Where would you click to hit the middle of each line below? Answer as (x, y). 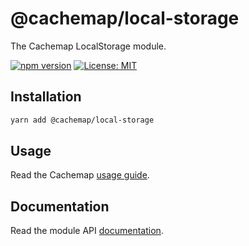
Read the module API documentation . (87, 231)
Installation (46, 97)
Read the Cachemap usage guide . (80, 175)
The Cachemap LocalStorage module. (88, 46)
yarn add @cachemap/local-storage (82, 120)
